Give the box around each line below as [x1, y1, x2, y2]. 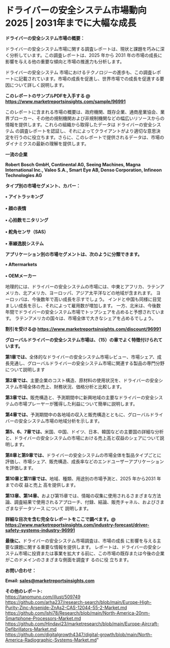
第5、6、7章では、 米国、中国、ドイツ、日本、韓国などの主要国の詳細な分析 [5, 428, 164, 435]
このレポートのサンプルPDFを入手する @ [5, 92, 91, 99]
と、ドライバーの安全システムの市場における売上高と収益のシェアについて [5, 435, 160, 441]
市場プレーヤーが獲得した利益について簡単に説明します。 [18, 401, 138, 407]
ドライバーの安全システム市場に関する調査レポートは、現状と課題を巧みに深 [5, 46, 165, 52]
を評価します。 [5, 464, 36, 471]
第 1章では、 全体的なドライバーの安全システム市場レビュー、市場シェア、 [5, 353, 157, 360]
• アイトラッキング [5, 193, 44, 199]
